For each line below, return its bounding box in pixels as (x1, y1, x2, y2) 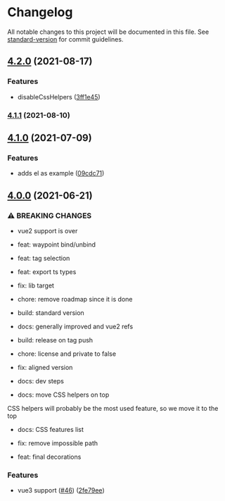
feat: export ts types (17, 267, 77, 276)
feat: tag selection (17, 254, 70, 262)
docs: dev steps (17, 376, 65, 385)
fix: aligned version (17, 363, 73, 371)
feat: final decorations (17, 452, 82, 461)
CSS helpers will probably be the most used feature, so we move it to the (7, 404, 219, 412)
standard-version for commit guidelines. (7, 35, 124, 43)
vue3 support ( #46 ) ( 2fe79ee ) (17, 486, 105, 495)
